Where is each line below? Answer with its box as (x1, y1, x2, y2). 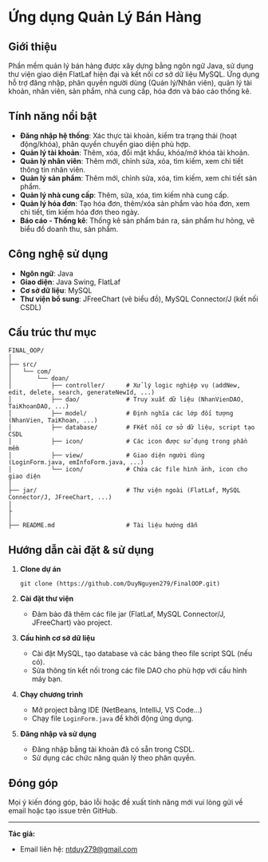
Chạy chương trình (19, 689, 84, 699)
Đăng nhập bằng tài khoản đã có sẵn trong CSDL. (31, 745, 195, 754)
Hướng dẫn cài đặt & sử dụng (8, 543, 154, 557)
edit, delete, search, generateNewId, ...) (8, 388, 156, 397)
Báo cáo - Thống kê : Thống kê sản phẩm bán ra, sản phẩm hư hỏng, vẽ (19, 216, 255, 225)
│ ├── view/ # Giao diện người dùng (8, 451, 205, 459)
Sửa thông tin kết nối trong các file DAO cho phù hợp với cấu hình (31, 665, 247, 675)
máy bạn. (31, 674, 63, 684)
